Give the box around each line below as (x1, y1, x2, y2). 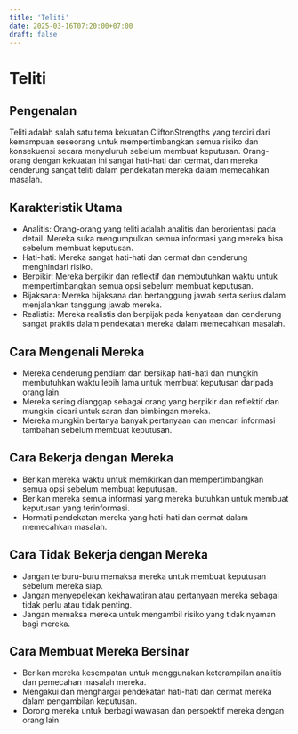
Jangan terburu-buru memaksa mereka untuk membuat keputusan (21, 571, 267, 582)
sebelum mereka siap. (21, 580, 104, 591)
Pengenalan (9, 103, 77, 118)
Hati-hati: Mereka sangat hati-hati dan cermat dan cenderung (21, 252, 248, 263)
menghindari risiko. (21, 262, 93, 273)
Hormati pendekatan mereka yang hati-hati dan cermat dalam (21, 511, 249, 522)
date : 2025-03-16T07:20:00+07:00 (9, 21, 133, 30)
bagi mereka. (21, 618, 71, 629)
